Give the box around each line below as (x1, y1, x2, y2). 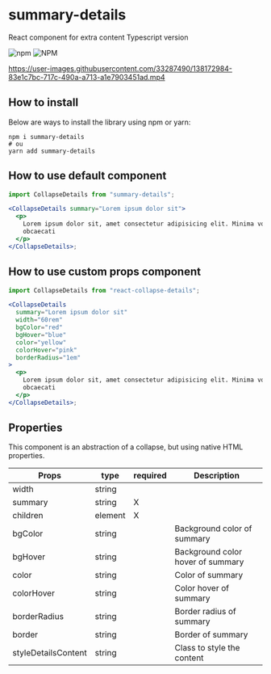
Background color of (174, 523, 252, 534)
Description (193, 470, 240, 482)
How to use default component (8, 169, 167, 183)
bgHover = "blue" (15, 331, 67, 339)
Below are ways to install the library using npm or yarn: (8, 117, 191, 127)
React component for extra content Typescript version (8, 32, 189, 42)
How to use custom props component (8, 265, 202, 279)
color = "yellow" (15, 338, 67, 347)
